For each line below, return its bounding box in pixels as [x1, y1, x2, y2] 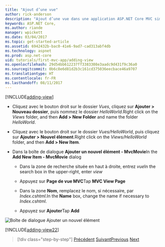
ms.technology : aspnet [5, 48, 52, 53]
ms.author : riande [5, 26, 43, 31]
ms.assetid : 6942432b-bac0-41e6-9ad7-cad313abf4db [5, 44, 111, 49]
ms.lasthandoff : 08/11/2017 [5, 80, 63, 85]
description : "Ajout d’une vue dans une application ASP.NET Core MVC [5, 16, 153, 21]
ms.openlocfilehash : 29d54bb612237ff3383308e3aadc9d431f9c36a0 [5, 62, 137, 67]
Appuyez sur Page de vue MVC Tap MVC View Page [19, 178, 126, 184]
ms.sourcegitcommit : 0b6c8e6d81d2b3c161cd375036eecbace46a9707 [5, 67, 137, 72]
